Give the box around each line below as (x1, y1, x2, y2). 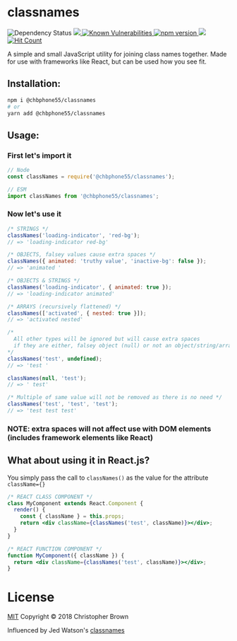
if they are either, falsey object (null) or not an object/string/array (13, 342, 235, 350)
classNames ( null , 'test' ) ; (7, 374, 87, 382)
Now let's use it (7, 209, 62, 219)
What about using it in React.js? (7, 454, 150, 467)
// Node (7, 167, 30, 174)
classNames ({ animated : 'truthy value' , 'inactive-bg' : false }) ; (7, 258, 207, 265)
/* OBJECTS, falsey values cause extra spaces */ (7, 251, 157, 258)
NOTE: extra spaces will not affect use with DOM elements (7, 424, 212, 434)
